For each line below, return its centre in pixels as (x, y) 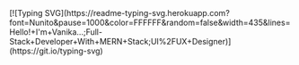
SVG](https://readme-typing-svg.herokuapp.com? (137, 13)
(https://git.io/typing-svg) (56, 51)
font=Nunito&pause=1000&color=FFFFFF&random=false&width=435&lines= (150, 22)
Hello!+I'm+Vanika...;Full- (56, 32)
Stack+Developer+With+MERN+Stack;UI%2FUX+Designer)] (120, 41)
